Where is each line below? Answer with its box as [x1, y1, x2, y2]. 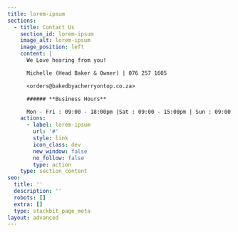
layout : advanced [7, 214, 59, 221]
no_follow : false [33, 154, 84, 162]
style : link [33, 135, 69, 142]
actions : [20, 115, 46, 122]
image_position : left [20, 43, 84, 51]
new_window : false [33, 147, 88, 155]
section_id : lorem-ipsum [20, 30, 94, 38]
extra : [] [14, 201, 43, 208]
